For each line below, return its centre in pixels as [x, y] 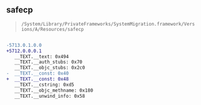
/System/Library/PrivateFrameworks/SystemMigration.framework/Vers [108, 24]
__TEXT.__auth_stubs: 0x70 [48, 62]
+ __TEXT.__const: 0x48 [38, 79]
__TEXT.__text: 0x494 [41, 56]
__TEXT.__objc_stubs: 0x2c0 [50, 68]
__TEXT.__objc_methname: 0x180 [54, 90]
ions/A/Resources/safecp [52, 29]
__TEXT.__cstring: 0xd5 [44, 84]
